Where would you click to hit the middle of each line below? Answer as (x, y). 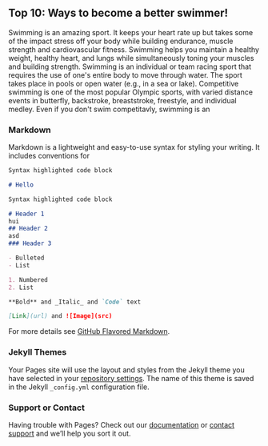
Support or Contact (47, 408)
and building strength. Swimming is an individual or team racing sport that (130, 66)
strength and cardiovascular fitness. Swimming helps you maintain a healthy (134, 49)
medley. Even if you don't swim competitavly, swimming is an (109, 109)
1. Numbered (28, 279)
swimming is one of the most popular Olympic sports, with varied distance (131, 92)
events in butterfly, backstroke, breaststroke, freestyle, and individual (123, 100)
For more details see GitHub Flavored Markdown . (89, 331)
